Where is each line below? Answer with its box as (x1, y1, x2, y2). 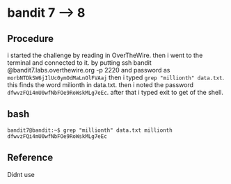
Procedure (7, 33, 54, 45)
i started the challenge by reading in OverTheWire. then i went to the (7, 51, 203, 59)
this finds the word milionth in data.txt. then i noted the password (7, 81, 193, 89)
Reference (7, 152, 54, 164)
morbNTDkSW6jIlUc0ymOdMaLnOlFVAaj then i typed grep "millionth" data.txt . (7, 73, 225, 82)
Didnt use (7, 170, 35, 178)
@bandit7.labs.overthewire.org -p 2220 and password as (7, 66, 170, 74)
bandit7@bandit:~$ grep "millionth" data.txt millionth (7, 127, 173, 134)
